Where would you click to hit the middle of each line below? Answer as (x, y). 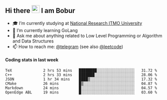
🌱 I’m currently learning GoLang (45, 30)
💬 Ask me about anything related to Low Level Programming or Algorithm (87, 35)
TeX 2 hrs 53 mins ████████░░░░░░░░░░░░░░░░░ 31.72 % (81, 70)
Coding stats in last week (32, 60)
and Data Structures (33, 41)
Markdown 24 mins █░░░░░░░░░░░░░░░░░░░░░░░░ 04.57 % (81, 88)
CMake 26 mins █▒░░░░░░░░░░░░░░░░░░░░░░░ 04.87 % (81, 84)
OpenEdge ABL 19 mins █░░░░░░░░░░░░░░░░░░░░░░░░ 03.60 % (81, 92)
